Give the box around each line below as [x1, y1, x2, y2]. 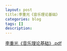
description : [5, 26, 32, 31]
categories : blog [5, 16, 41, 21]
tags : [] [5, 21, 23, 26]
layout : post [5, 7, 32, 12]
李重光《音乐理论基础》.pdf [5, 40, 62, 46]
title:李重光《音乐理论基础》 [5, 12, 60, 17]
